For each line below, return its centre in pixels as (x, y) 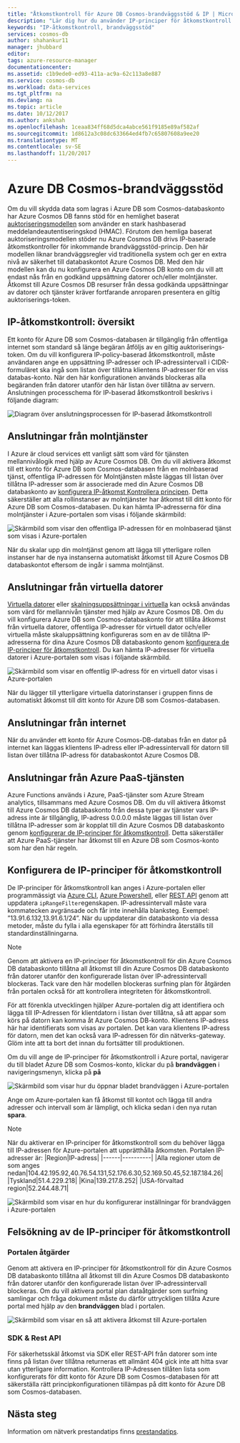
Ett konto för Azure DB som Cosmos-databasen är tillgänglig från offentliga (118, 339)
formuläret (23, 369)
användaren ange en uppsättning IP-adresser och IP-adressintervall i (109, 362)
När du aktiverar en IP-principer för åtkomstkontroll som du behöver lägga (116, 1142)
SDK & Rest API (34, 1338)
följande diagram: (33, 400)
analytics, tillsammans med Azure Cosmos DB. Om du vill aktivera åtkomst (117, 802)
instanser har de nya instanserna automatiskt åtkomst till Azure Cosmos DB (118, 557)
